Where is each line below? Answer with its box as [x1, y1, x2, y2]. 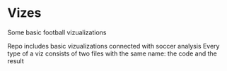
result [7, 56, 25, 65]
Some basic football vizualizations [7, 28, 107, 37]
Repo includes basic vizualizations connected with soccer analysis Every [7, 41, 220, 50]
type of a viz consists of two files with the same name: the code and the [7, 49, 217, 58]
